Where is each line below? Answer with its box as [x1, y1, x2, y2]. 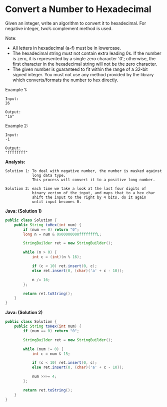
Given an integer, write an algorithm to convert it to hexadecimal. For [5, 20, 146, 26]
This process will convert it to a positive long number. [31, 177, 155, 182]
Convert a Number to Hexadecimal [5, 4, 151, 15]
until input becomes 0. [31, 199, 81, 204]
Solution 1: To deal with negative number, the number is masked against [5, 168, 162, 174]
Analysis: [5, 159, 25, 165]
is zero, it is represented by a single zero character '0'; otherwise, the [12, 55, 156, 61]
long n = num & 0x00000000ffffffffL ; [23, 232, 101, 237]
